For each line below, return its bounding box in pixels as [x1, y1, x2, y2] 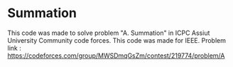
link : [7, 43, 21, 52]
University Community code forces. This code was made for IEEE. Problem [7, 36, 226, 44]
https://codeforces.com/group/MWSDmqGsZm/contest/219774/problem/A [7, 51, 225, 60]
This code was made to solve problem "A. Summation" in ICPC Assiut [7, 29, 210, 37]
